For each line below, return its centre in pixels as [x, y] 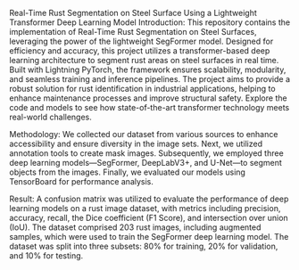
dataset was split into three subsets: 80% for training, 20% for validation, [144, 246]
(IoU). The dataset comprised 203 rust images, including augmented [135, 227]
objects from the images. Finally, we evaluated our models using [127, 172]
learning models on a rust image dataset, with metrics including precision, [145, 208]
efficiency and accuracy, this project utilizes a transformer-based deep [140, 51]
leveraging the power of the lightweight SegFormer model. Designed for [141, 41]
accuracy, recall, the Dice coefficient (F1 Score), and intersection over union [149, 218]
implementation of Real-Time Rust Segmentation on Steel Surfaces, [133, 32]
